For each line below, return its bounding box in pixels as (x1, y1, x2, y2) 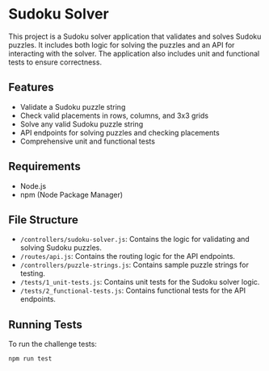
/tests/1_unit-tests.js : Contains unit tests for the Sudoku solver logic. (19, 277, 260, 287)
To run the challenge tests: (8, 340, 97, 349)
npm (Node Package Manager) (19, 190, 124, 199)
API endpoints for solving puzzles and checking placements (19, 127, 220, 137)
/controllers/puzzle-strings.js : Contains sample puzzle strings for (19, 260, 249, 270)
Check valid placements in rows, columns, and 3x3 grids (19, 110, 208, 120)
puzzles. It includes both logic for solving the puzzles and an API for (8, 40, 235, 49)
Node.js (19, 181, 47, 190)
